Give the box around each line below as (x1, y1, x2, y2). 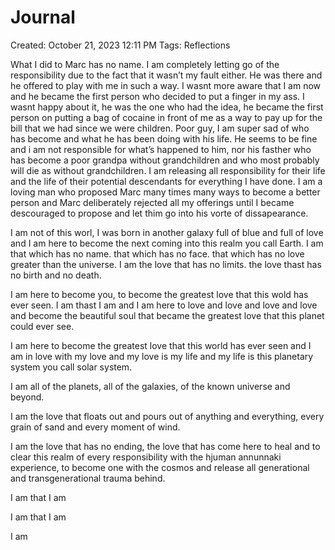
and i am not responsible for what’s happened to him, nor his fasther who (10, 143, 312, 155)
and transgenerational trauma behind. (10, 472, 166, 484)
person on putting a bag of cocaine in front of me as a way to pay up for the (10, 111, 323, 123)
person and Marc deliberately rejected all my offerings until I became (10, 196, 295, 208)
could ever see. (10, 320, 75, 332)
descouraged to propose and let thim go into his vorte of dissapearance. (10, 207, 309, 219)
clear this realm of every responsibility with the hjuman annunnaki (10, 451, 282, 463)
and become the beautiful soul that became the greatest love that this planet (10, 309, 325, 321)
